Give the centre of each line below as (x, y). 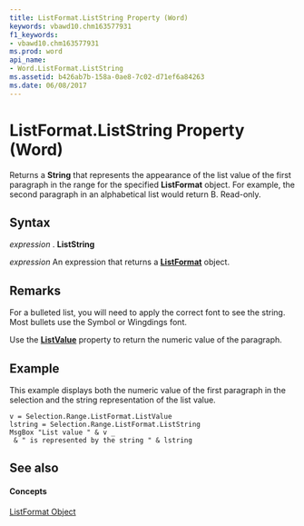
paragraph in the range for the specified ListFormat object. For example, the (152, 184)
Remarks (35, 290)
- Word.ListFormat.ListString (67, 69)
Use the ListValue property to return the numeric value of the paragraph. (146, 340)
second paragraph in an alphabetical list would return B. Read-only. (135, 194)
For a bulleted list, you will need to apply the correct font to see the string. (147, 313)
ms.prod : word (36, 52)
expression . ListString (52, 244)
